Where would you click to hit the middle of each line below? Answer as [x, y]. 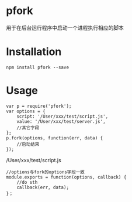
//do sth [27, 182]
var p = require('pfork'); [39, 106]
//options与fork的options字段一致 [45, 172]
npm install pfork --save [37, 67]
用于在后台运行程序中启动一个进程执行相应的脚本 [65, 28]
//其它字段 [28, 128]
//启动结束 [28, 144]
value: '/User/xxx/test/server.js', [61, 121]
